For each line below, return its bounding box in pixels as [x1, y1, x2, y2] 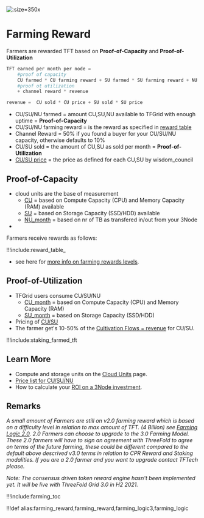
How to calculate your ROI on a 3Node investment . [15, 383, 142, 391]
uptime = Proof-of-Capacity [15, 117, 87, 125]
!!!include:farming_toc [6, 493, 61, 500]
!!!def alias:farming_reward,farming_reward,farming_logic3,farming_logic [6, 505, 189, 512]
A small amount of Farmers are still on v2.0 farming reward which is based [6, 417, 195, 424]
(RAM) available [24, 203, 65, 210]
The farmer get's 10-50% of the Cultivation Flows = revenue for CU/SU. [15, 324, 195, 331]
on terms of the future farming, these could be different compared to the [6, 443, 189, 451]
